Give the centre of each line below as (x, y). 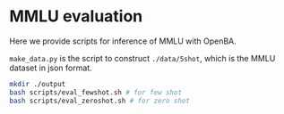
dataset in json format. (51, 68)
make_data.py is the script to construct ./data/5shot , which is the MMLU (142, 58)
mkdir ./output (38, 84)
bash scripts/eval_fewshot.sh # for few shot (95, 92)
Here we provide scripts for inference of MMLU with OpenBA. (123, 41)
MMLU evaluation (76, 16)
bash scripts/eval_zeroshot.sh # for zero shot (100, 101)
